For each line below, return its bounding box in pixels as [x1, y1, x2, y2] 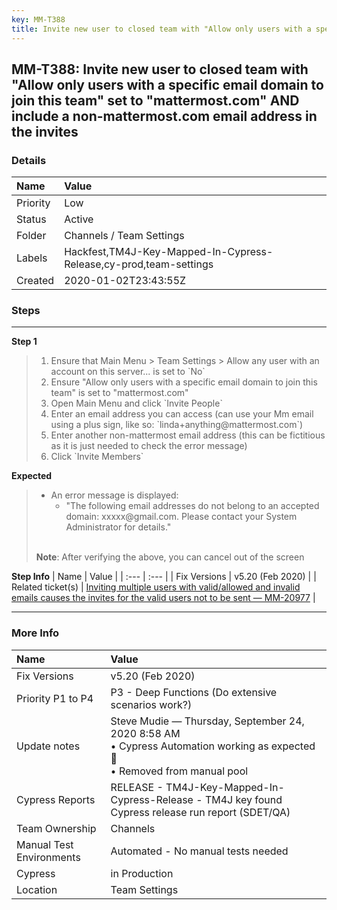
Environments [16, 850, 81, 864]
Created [16, 274, 55, 288]
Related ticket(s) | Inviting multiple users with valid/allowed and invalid [11, 581, 301, 593]
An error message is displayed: [50, 489, 179, 501]
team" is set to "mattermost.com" [50, 387, 189, 399]
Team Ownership [16, 821, 97, 835]
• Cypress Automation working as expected [110, 739, 316, 753]
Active [64, 212, 94, 226]
